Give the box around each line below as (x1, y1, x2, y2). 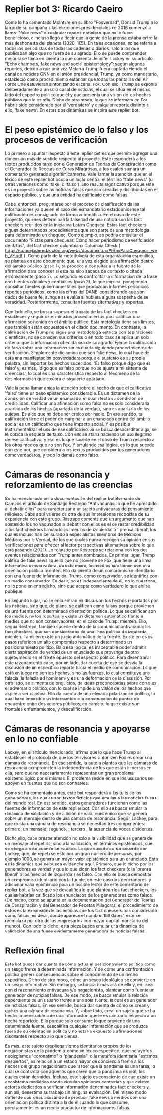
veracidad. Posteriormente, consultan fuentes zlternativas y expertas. (5, 299, 145, 305)
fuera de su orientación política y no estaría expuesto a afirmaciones (5, 1028, 142, 1034)
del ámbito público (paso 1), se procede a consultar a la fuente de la (5, 263, 141, 269)
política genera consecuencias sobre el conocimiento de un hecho (5, 971, 138, 977)
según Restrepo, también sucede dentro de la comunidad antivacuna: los (5, 623, 151, 629)
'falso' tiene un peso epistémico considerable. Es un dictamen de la (5, 390, 140, 396)
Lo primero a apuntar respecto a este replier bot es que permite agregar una (5, 150, 158, 156)
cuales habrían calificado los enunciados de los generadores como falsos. (5, 892, 154, 898)
